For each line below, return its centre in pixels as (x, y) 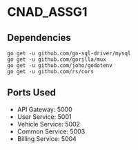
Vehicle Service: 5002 (49, 124)
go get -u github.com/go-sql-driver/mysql (69, 53)
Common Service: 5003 (51, 131)
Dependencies (39, 38)
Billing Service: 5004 (47, 138)
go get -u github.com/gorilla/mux (57, 59)
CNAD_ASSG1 (47, 12)
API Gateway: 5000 (45, 109)
